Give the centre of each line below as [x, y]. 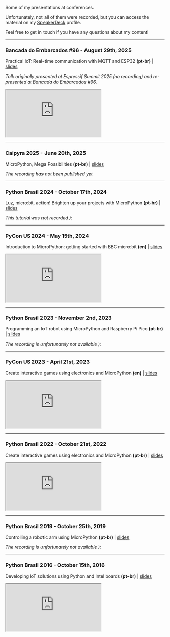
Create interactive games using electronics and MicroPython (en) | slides [81, 373]
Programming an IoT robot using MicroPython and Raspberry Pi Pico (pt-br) [84, 329]
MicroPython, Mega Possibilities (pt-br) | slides [55, 164]
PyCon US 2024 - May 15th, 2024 [47, 236]
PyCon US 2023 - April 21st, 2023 [48, 362]
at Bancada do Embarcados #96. [62, 82]
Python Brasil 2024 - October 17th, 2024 [56, 192]
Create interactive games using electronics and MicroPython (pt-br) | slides [84, 455]
